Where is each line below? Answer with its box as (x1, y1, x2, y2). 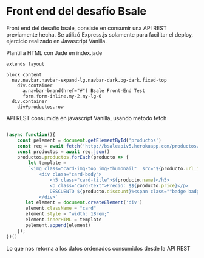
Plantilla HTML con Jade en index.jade (6, 49, 103, 56)
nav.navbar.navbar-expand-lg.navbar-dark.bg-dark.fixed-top (12, 77, 167, 83)
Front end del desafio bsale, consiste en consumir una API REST (6, 24, 167, 32)
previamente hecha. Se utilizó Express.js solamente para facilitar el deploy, (6, 30, 193, 38)
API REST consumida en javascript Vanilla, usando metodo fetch (6, 114, 167, 121)
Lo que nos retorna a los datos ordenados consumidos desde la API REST (6, 245, 191, 252)
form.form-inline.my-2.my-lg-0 (22, 93, 102, 99)
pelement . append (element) (25, 222, 91, 228)
